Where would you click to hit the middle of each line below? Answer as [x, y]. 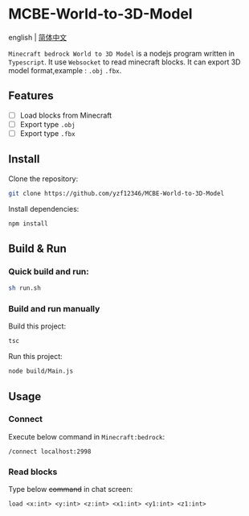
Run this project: [35, 357]
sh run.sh [25, 288]
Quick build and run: [49, 271]
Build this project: [37, 326]
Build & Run [37, 248]
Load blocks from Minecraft [66, 115]
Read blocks [33, 472]
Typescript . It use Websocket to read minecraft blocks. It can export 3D [124, 62]
